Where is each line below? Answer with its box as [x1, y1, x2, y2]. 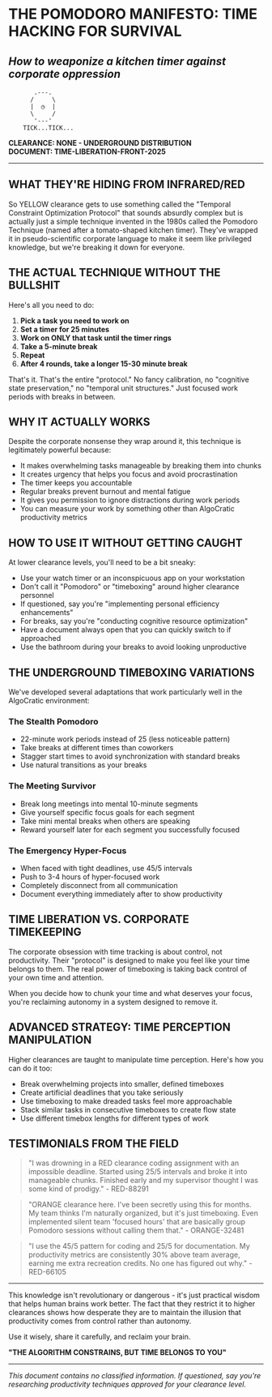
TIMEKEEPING [8, 925, 83, 939]
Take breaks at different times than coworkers [19, 743, 174, 753]
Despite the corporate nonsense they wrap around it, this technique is [8, 437, 241, 446]
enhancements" [19, 608, 74, 617]
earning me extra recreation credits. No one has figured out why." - [28, 1258, 253, 1268]
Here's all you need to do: [8, 300, 95, 310]
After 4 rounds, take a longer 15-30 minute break [19, 358, 188, 369]
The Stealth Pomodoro [8, 716, 99, 727]
